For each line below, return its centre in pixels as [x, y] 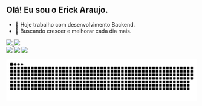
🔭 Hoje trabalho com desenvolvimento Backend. [75, 24]
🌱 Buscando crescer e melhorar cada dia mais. [73, 31]
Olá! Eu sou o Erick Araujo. [57, 10]
